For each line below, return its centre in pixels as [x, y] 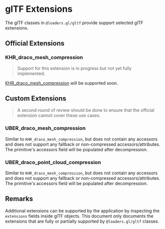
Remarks [19, 199]
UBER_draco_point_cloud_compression [53, 162]
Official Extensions [35, 44]
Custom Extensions [36, 99]
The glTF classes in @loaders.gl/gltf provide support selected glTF [74, 23]
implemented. [31, 73]
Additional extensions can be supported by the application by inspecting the [82, 211]
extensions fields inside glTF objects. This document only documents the [79, 216]
